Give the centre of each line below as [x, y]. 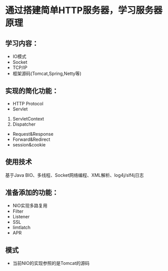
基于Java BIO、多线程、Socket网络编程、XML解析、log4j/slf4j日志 [75, 175]
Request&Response [33, 134]
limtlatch [22, 227]
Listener [21, 217]
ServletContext [28, 119]
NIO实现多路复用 [30, 206]
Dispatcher [24, 124]
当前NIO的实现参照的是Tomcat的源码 [51, 263]
